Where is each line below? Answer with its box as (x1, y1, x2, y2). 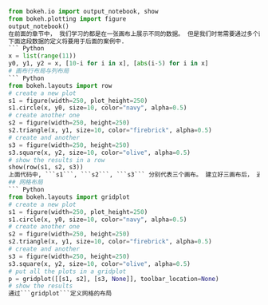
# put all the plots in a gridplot (8, 267, 127, 275)
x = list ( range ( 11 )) (8, 52, 77, 60)
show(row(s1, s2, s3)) (8, 164, 84, 172)
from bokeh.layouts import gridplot (8, 192, 130, 201)
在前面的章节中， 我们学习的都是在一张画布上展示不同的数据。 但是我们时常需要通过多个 (8, 30, 259, 38)
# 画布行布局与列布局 (8, 67, 69, 75)
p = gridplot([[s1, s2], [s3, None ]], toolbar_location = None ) (8, 275, 219, 283)
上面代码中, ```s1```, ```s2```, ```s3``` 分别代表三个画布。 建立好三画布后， (8, 171, 254, 179)
